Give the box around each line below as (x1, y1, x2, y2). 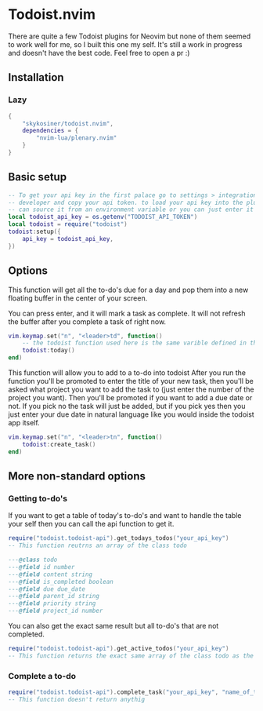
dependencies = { (22, 127, 79, 135)
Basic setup (8, 170, 67, 184)
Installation (8, 71, 64, 84)
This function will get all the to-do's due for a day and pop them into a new (8, 285, 249, 294)
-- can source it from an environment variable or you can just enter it (8, 206, 254, 213)
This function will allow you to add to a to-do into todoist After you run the (8, 368, 247, 377)
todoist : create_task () (22, 440, 96, 448)
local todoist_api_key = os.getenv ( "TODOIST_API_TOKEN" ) (8, 213, 198, 221)
